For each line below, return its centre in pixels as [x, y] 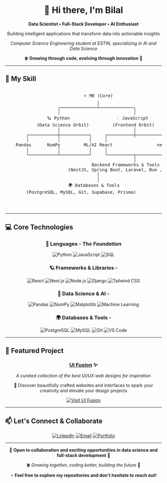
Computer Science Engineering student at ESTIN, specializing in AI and [83, 43]
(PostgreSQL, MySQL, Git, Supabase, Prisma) [81, 192]
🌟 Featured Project [34, 351]
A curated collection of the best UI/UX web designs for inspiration [83, 376]
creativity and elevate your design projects [83, 391]
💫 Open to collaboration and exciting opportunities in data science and [83, 450]
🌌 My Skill [21, 79]
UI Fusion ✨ [83, 364]
